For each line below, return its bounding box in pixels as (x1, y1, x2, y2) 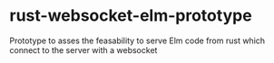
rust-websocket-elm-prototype (9, 5, 252, 26)
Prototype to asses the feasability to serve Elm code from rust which (9, 35, 266, 46)
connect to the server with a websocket (9, 44, 158, 55)
